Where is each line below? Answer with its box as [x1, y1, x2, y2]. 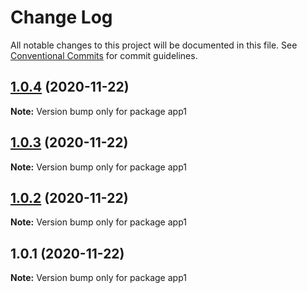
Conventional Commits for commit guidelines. [10, 49, 198, 61]
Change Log [10, 6, 113, 29]
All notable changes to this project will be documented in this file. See [10, 39, 298, 51]
